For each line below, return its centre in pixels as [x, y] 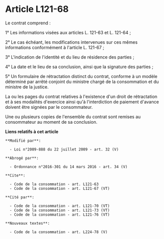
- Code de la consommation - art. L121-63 [54, 184]
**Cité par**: [20, 197]
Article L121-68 [37, 9]
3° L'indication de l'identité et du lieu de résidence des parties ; [70, 57]
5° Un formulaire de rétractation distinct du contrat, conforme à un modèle [81, 76]
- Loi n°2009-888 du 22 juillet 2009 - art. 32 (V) [64, 149]
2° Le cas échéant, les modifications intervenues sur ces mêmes [71, 42]
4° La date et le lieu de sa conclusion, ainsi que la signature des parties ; [79, 67]
